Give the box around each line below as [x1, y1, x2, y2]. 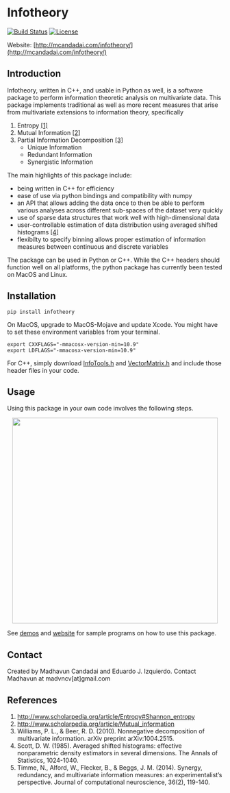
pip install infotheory [7, 308, 75, 315]
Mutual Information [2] [16, 128, 81, 136]
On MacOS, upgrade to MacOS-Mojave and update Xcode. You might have [7, 320, 218, 328]
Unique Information [27, 143, 82, 151]
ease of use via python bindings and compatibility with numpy [16, 191, 192, 199]
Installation [7, 290, 56, 302]
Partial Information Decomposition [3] [16, 136, 123, 144]
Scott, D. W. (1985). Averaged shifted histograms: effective [16, 742, 183, 750]
